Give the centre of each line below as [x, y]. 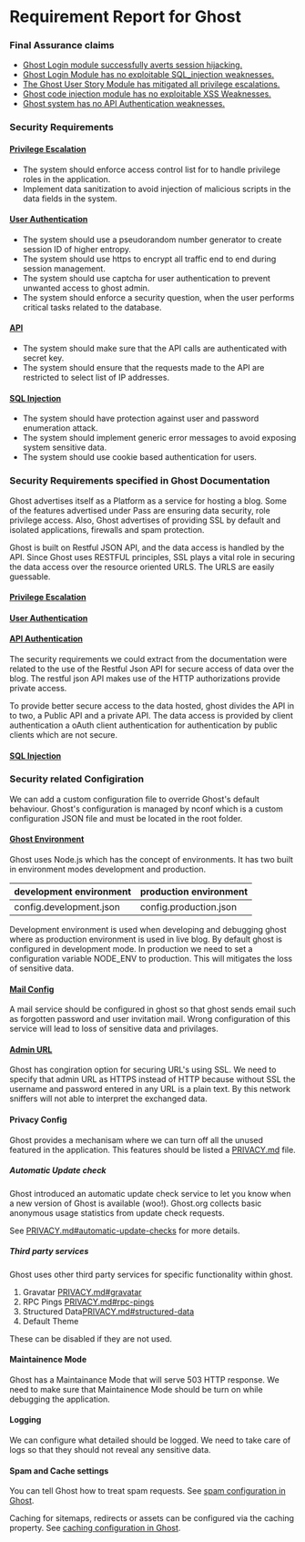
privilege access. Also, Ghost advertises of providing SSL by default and [145, 520]
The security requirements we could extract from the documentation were [148, 659]
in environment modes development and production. [108, 869]
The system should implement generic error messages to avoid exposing [159, 438]
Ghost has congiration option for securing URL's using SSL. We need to [143, 1070]
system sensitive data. [65, 447]
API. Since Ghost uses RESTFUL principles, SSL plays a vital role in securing [152, 557]
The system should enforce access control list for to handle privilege [151, 169]
